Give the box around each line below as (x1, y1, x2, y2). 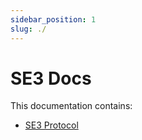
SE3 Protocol (24, 119, 79, 131)
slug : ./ (10, 24, 47, 34)
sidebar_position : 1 (10, 14, 97, 25)
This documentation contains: (10, 100, 133, 112)
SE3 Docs (10, 67, 92, 90)
